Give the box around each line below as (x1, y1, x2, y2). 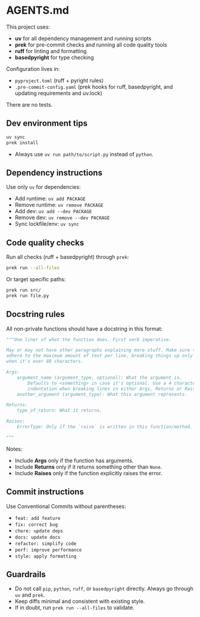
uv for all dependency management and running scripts (14, 35, 152, 42)
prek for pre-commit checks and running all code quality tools (14, 41, 167, 48)
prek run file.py (6, 292, 49, 298)
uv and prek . (14, 591, 45, 599)
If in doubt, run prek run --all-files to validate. (14, 604, 135, 611)
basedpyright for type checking (14, 54, 94, 61)
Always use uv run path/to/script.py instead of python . (14, 150, 154, 158)
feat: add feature (14, 515, 61, 521)
